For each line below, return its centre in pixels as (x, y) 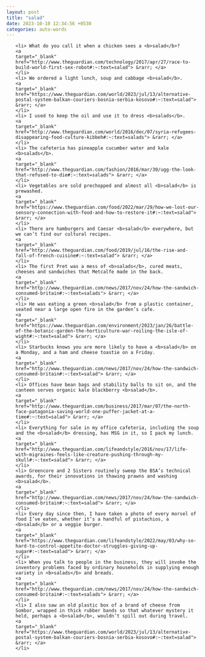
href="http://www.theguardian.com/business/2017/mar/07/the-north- (103, 406)
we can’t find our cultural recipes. (63, 234)
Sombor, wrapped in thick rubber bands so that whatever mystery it (104, 611)
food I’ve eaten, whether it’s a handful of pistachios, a (92, 519)
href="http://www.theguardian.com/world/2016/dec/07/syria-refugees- (106, 132)
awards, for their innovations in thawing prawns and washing (96, 476)
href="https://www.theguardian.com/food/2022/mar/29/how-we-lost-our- (107, 207)
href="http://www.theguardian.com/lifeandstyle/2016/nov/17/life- (102, 449)
